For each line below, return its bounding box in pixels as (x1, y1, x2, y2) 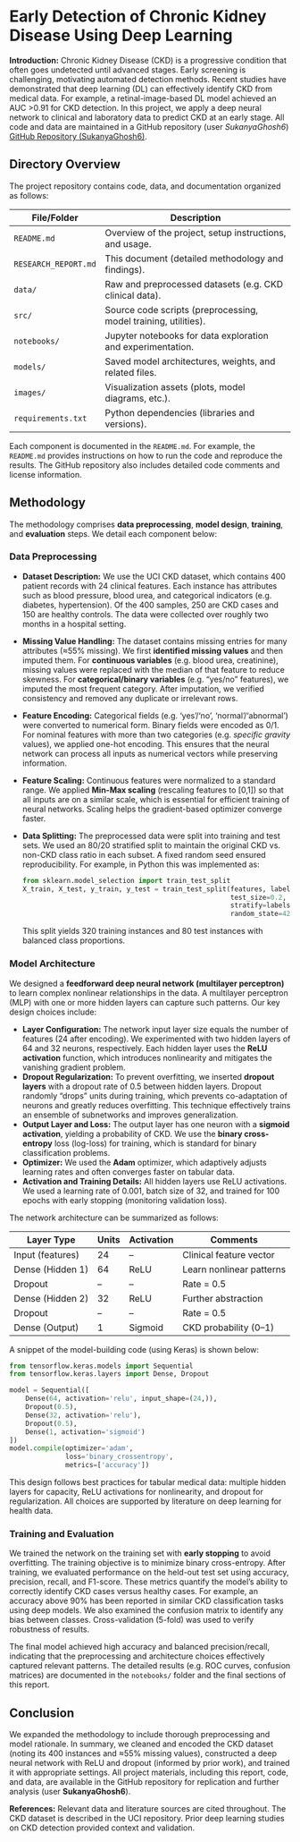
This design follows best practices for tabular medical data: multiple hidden (9, 1477, 287, 1488)
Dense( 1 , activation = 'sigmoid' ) (25, 1427, 146, 1437)
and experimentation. (104, 340, 195, 352)
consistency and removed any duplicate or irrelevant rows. (21, 692, 238, 703)
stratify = (230, 901, 267, 910)
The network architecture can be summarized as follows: (9, 1212, 219, 1223)
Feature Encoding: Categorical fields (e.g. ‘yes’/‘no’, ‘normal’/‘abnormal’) (21, 709, 288, 721)
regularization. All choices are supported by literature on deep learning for (9, 1496, 282, 1507)
